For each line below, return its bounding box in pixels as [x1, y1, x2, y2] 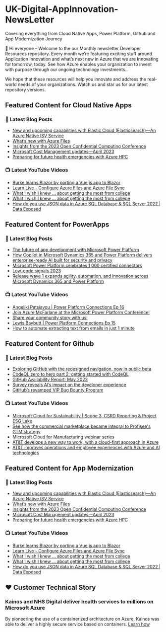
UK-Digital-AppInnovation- [5, 3, 118, 15]
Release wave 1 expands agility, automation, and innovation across [12, 273, 149, 279]
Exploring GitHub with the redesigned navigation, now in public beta [12, 366, 152, 372]
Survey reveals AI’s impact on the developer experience [12, 382, 126, 388]
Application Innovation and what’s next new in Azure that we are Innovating [5, 56, 159, 62]
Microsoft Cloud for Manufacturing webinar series [12, 434, 115, 440]
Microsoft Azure [5, 605, 46, 612]
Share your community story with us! [12, 315, 88, 320]
